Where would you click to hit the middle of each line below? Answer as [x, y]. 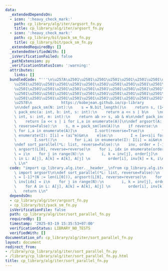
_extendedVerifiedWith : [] [38, 51]
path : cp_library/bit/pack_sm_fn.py [52, 38]
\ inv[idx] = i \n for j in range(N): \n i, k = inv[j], [84, 182]
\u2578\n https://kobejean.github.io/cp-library [79, 103]
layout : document [23, 242]
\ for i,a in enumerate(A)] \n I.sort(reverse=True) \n [79, 130]
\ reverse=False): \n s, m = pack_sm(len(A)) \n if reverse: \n [86, 126]
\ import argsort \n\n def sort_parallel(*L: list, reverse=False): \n [87, 172]
